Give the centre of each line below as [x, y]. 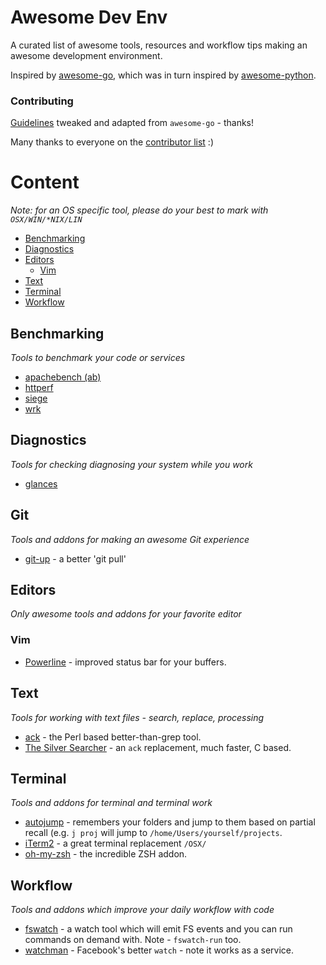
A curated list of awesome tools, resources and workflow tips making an [159, 45]
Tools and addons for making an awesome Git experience [130, 539]
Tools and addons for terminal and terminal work [111, 803]
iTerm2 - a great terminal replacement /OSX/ [115, 843]
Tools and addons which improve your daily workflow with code [142, 910]
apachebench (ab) [63, 377]
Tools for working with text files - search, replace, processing [137, 717]
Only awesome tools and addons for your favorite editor [126, 614]
